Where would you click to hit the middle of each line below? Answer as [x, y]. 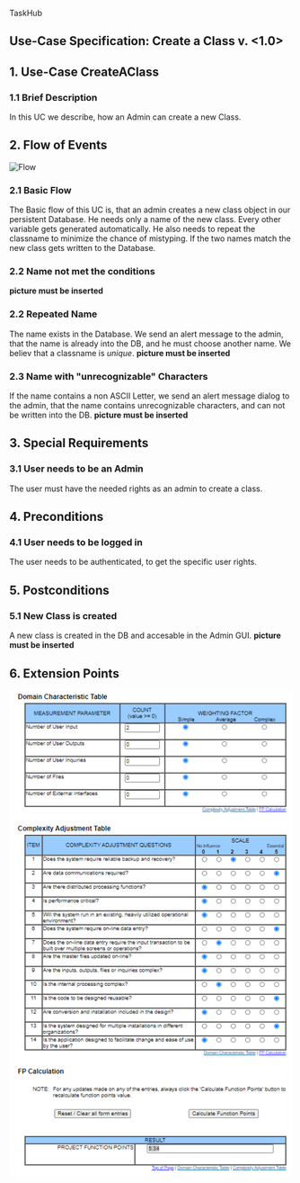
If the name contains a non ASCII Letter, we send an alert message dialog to [150, 396]
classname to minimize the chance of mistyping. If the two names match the [150, 238]
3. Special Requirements [79, 443]
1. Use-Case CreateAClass [84, 72]
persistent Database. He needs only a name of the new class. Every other [145, 220]
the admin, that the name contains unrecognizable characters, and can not [147, 406]
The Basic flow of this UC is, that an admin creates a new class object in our [150, 210]
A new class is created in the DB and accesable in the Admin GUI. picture [145, 636]
